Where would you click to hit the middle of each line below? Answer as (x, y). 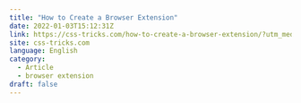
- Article (35, 68)
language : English (43, 51)
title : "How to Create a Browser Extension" (94, 17)
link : (19, 34)
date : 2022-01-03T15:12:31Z (62, 26)
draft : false (34, 84)
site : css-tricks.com (50, 43)
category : (28, 59)
